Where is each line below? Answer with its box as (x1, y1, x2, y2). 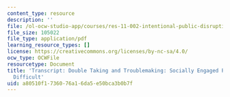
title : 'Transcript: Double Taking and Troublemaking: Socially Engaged (7, 67, 219, 74)
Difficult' (13, 73, 44, 81)
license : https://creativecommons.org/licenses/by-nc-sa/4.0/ (7, 48, 188, 55)
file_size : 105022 (7, 29, 60, 36)
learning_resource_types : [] (7, 42, 90, 48)
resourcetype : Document (7, 61, 75, 68)
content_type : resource (7, 10, 75, 17)
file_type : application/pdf (7, 36, 88, 42)
